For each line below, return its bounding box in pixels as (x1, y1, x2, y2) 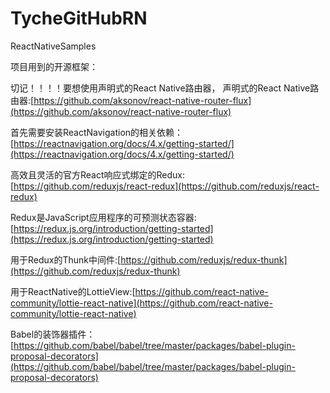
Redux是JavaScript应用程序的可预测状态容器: (10, 211, 197, 223)
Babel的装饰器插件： (10, 328, 96, 340)
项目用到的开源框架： (10, 60, 98, 72)
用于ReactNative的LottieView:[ (10, 285, 136, 297)
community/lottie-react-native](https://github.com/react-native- (10, 297, 273, 309)
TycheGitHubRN (10, 7, 148, 30)
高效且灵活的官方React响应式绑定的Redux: (10, 168, 186, 181)
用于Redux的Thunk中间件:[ (10, 253, 122, 266)
